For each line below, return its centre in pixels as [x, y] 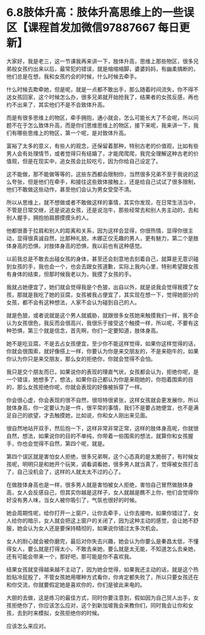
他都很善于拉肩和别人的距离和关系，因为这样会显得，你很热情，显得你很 [97, 230]
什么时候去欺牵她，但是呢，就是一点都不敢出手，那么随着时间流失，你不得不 [103, 89]
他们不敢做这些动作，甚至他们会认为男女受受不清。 [70, 189]
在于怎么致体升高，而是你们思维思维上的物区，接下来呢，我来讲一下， [105, 125]
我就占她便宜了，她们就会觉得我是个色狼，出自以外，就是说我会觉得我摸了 [100, 287]
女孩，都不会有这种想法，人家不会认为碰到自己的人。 [73, 302]
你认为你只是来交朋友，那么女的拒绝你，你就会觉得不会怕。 [81, 358]
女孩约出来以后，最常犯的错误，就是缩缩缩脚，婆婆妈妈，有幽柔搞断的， [108, 68]
